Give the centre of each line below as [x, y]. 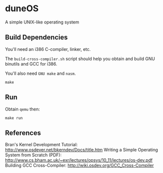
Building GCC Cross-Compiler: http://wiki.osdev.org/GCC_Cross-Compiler [80, 165]
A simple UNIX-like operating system [42, 22]
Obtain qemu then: [23, 109]
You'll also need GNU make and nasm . [40, 73]
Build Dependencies [36, 37]
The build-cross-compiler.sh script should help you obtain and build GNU [80, 59]
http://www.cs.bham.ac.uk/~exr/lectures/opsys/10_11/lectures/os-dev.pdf [79, 160]
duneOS [22, 9]
